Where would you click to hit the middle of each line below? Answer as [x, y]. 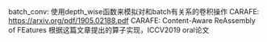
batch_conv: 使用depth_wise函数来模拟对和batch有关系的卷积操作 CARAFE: [134, 11]
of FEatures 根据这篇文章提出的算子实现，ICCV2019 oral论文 [109, 30]
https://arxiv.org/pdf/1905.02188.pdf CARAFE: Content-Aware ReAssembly [132, 21]
